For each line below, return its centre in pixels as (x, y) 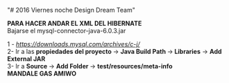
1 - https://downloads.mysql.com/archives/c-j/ (74, 44)
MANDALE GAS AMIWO (42, 73)
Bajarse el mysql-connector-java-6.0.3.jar (67, 31)
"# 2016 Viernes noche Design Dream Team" (71, 10)
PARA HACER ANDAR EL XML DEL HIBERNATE (75, 23)
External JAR (26, 59)
